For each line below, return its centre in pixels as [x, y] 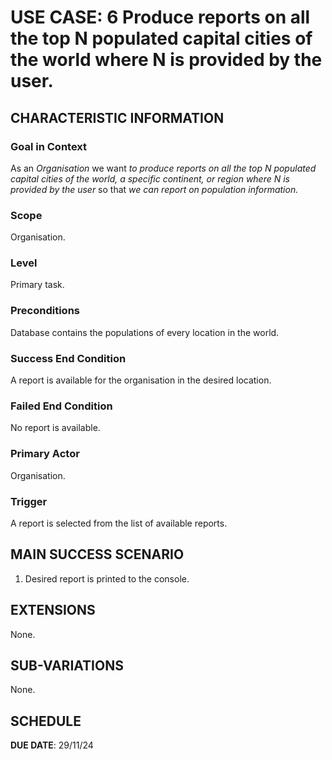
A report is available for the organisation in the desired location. [141, 380]
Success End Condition [68, 358]
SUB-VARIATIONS [67, 665]
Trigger [29, 501]
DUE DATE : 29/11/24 [52, 745]
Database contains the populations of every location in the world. [145, 332]
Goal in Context [49, 146]
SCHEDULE [46, 721]
